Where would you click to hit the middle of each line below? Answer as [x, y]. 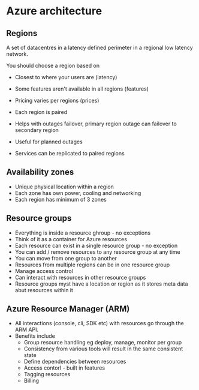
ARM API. [27, 330]
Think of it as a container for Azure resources [71, 239]
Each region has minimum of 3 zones [61, 199]
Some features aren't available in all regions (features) [82, 89]
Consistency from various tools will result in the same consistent [103, 349]
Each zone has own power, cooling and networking [78, 193]
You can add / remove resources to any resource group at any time [98, 252]
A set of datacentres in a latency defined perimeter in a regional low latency [99, 47]
